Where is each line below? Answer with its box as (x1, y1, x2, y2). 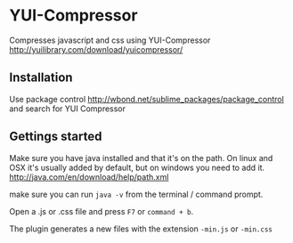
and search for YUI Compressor (9, 103, 126, 114)
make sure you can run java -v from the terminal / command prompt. (9, 189, 264, 199)
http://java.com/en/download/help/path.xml (9, 171, 169, 182)
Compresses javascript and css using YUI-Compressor (9, 35, 211, 45)
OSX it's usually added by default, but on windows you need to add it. (9, 162, 265, 173)
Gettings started (9, 129, 102, 144)
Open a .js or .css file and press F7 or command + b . (9, 206, 194, 216)
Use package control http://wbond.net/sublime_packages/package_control (9, 93, 285, 104)
